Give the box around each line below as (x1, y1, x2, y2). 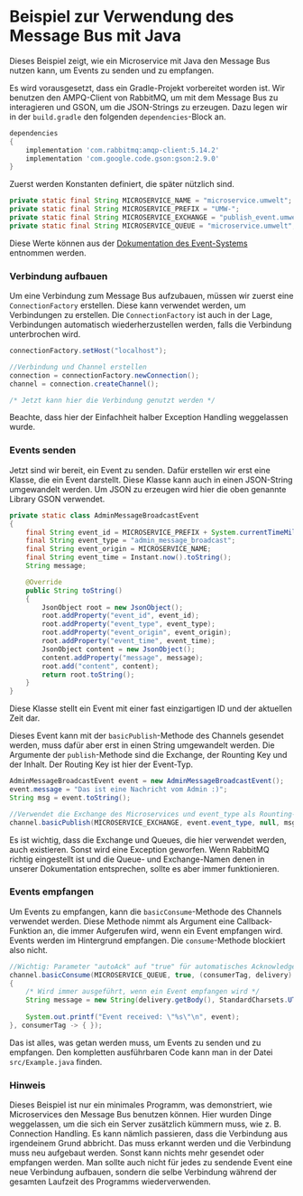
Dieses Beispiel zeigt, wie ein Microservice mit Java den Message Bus (9, 55, 271, 66)
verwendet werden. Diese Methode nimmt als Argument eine (9, 915, 235, 927)
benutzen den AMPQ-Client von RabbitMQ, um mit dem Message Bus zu (9, 92, 279, 103)
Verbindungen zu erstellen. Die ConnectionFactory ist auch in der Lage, (9, 310, 273, 321)
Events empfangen (9, 885, 95, 898)
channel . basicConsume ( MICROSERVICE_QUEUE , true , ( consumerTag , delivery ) (9, 970, 293, 979)
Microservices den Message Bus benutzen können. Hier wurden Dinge (9, 1109, 272, 1120)
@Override (25, 577, 63, 586)
